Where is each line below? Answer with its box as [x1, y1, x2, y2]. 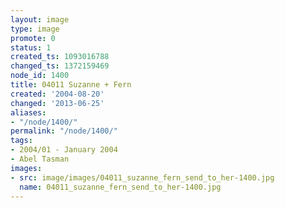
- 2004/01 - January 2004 [10, 145, 118, 155]
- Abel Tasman [10, 154, 70, 164]
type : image [10, 24, 60, 34]
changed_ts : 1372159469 [10, 61, 110, 71]
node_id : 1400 [10, 71, 70, 81]
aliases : [10, 107, 47, 118]
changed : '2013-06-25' [10, 98, 105, 108]
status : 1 [10, 42, 52, 53]
